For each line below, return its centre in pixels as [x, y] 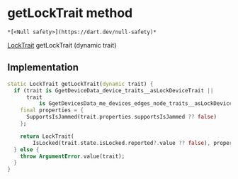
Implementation [43, 68]
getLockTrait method [70, 13]
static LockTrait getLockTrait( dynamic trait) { [80, 84]
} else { [27, 150]
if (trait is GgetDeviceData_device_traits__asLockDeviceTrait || [114, 90]
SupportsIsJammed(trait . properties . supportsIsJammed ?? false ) [121, 117]
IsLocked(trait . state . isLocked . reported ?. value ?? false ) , [122, 143]
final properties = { [52, 110]
